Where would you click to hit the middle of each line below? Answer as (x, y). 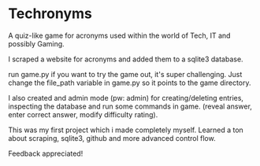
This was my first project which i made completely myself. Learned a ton (126, 130)
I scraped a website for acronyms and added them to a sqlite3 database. (126, 59)
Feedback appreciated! (46, 153)
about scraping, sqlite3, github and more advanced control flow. (112, 138)
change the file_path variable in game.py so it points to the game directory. (130, 83)
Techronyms (50, 14)
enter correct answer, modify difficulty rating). (83, 114)
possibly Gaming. (36, 43)
